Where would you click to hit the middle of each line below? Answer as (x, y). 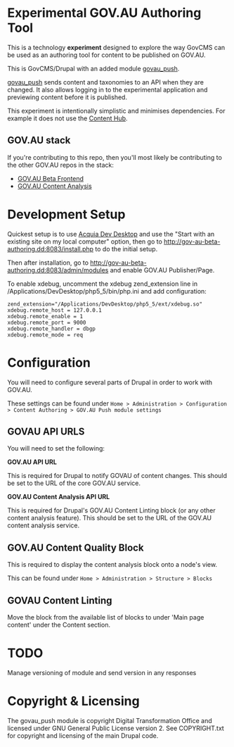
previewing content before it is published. (67, 97)
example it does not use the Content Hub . (67, 118)
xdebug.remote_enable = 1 (45, 316)
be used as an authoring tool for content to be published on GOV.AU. (106, 55)
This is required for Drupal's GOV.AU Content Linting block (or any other (111, 510)
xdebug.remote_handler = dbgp (52, 329)
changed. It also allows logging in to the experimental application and (108, 89)
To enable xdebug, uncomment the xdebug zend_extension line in (103, 284)
